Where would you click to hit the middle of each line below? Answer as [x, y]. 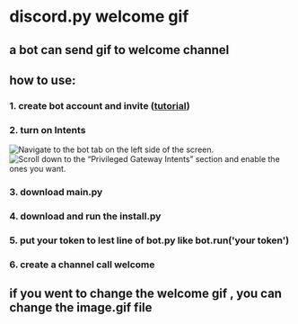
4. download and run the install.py [85, 216]
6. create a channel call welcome [82, 265]
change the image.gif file [81, 308]
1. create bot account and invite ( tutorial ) [100, 105]
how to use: [43, 80]
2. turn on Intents [48, 130]
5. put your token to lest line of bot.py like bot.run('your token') [149, 240]
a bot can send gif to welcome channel [119, 50]
